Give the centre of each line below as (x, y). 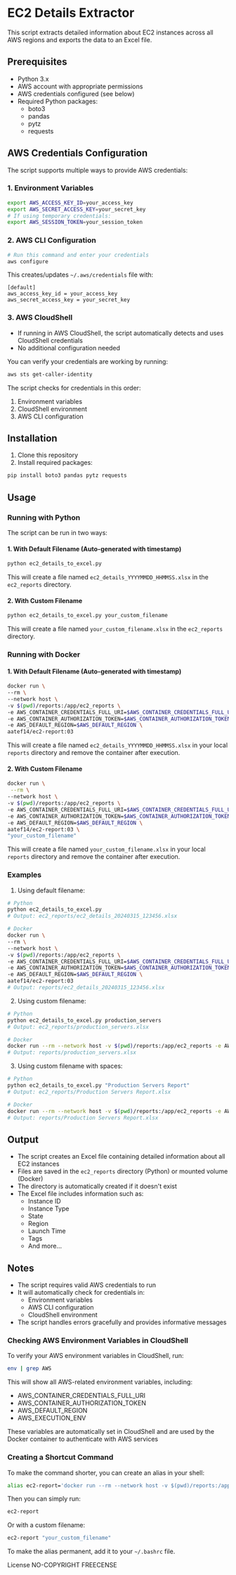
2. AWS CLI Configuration (52, 240)
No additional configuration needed (69, 348)
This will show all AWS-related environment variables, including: (100, 1382)
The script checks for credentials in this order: (74, 388)
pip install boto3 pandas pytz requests (67, 475)
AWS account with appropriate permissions (80, 86)
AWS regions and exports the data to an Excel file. (80, 39)
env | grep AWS (29, 1369)
